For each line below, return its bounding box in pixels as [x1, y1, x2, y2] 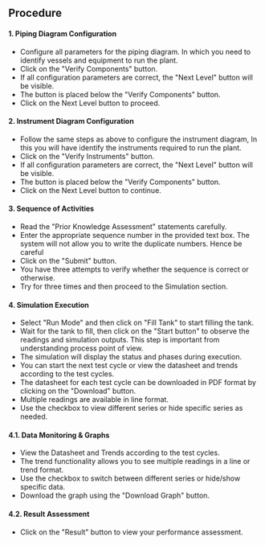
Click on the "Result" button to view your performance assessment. [19, 527, 243, 537]
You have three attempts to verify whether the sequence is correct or [19, 264, 249, 274]
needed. [19, 412, 48, 421]
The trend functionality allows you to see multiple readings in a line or [19, 457, 251, 466]
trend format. [19, 465, 64, 475]
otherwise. [19, 273, 56, 282]
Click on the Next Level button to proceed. [19, 98, 161, 108]
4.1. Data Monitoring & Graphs [8, 430, 110, 440]
